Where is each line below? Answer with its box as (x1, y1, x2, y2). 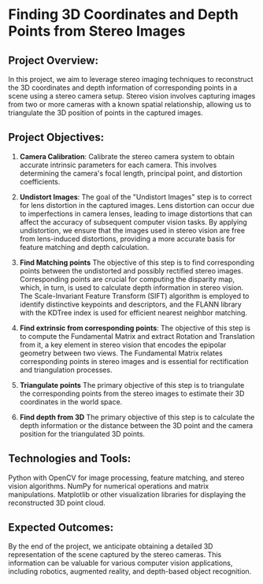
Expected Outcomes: (8, 521, 114, 534)
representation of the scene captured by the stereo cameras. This (8, 550, 222, 560)
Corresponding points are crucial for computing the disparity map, (19, 274, 235, 284)
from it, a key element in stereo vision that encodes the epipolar (19, 340, 227, 349)
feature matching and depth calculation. (19, 242, 150, 251)
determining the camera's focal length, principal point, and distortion (19, 168, 243, 178)
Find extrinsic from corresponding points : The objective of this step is (19, 323, 250, 333)
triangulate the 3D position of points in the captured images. (8, 108, 203, 117)
